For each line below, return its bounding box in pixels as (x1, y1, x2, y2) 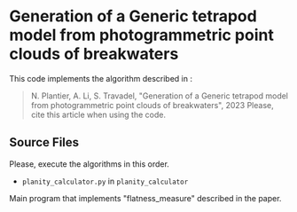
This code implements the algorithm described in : (9, 73, 193, 83)
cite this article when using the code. (30, 109, 167, 120)
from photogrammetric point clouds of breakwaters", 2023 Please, (30, 99, 274, 110)
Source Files (9, 135, 80, 150)
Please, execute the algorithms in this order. (9, 158, 170, 169)
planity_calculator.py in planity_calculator (21, 176, 189, 186)
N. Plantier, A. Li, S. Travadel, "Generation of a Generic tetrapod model (30, 90, 288, 101)
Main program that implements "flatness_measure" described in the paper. (9, 192, 282, 203)
